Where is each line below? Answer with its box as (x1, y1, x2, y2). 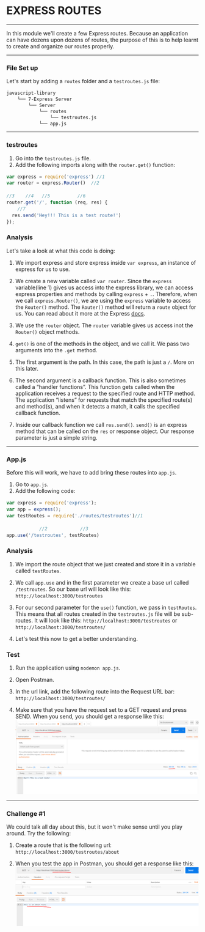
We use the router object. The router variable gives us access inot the (15, 322, 193, 329)
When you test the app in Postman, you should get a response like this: (15, 860, 194, 867)
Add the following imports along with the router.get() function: (15, 161, 176, 168)
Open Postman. (15, 676, 55, 683)
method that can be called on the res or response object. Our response (15, 427, 195, 435)
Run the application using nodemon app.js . (15, 664, 121, 671)
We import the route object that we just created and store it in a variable (15, 560, 196, 568)
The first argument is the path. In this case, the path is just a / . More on (15, 358, 195, 366)
